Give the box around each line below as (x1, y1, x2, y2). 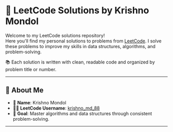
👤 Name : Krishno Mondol (12, 99, 66, 105)
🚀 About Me (5, 86, 44, 95)
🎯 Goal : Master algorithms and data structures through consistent (12, 110, 152, 117)
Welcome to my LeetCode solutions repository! (5, 32, 105, 38)
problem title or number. (5, 66, 57, 72)
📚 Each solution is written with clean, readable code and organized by (5, 59, 155, 65)
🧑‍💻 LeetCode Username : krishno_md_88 (12, 105, 100, 111)
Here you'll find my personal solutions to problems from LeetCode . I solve (5, 38, 162, 44)
